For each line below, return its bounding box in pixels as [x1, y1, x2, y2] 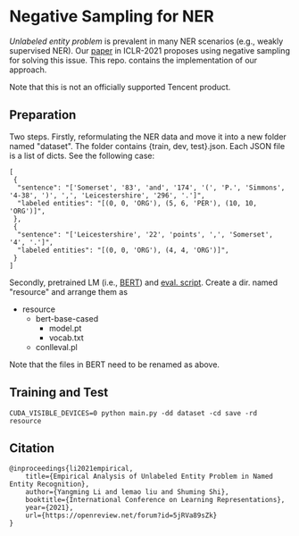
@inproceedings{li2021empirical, [9, 465, 134, 473]
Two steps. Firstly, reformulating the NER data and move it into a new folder [9, 131, 287, 142]
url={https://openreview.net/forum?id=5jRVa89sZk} [25, 511, 218, 520]
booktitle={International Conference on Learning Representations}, [25, 496, 286, 505]
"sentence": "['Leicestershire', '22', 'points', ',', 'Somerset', [17, 230, 274, 239]
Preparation [9, 107, 77, 122]
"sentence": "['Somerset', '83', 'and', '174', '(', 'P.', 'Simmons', [17, 183, 286, 192]
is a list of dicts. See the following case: [9, 150, 154, 161]
